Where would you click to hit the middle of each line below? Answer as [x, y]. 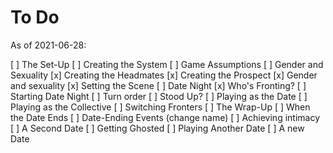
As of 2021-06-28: [48, 45]
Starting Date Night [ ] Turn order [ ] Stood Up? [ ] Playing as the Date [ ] [159, 96]
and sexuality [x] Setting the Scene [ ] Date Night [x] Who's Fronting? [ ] [158, 85]
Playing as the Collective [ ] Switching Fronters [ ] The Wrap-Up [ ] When [160, 107]
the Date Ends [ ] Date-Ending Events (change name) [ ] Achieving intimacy [165, 117]
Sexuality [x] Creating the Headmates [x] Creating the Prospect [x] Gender [164, 75]
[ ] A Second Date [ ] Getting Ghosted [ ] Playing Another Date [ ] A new [157, 128]
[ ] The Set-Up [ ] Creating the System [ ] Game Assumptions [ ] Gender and [167, 64]
